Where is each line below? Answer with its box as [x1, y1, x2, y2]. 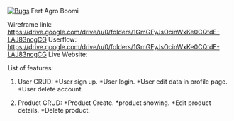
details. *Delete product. [17, 106, 91, 114]
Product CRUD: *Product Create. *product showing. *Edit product [17, 98, 211, 107]
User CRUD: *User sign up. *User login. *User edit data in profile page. [17, 77, 228, 86]
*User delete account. [17, 85, 84, 93]
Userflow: [48, 35, 77, 44]
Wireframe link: [7, 20, 52, 28]
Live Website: [48, 50, 88, 58]
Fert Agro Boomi [30, 7, 79, 15]
